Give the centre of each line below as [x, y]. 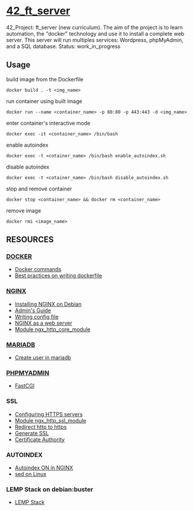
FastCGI [24, 386]
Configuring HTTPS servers [49, 414]
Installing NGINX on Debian [48, 304]
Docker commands [38, 269]
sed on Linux [30, 474]
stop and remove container [39, 189]
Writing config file [37, 316]
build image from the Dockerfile [45, 79]
